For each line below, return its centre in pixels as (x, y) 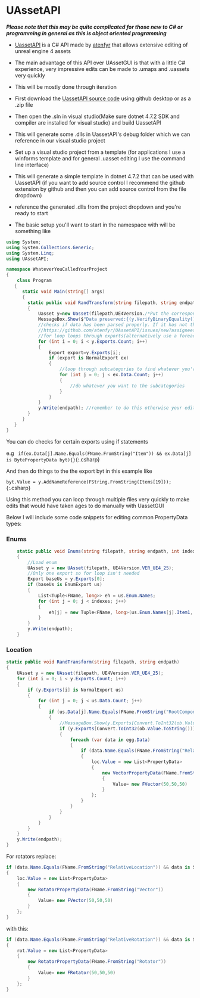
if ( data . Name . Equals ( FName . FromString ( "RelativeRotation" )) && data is (98, 940)
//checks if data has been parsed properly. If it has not (112, 325)
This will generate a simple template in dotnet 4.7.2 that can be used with (104, 176)
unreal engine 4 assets (43, 51)
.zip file (24, 104)
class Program (34, 281)
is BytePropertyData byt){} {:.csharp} (53, 459)
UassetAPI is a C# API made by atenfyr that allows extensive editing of (101, 45)
